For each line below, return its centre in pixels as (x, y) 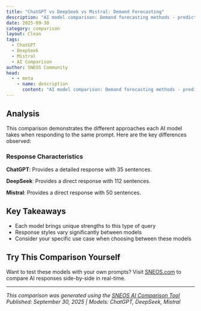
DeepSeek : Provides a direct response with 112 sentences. (78, 181)
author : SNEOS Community (37, 67)
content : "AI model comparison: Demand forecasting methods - (101, 90)
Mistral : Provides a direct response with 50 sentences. (74, 193)
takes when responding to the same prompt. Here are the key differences (97, 135)
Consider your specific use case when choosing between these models (103, 238)
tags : (13, 39)
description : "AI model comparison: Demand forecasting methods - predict (101, 17)
